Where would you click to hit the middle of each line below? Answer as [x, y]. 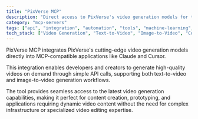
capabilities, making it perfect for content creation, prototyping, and [88, 98]
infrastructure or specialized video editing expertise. [70, 110]
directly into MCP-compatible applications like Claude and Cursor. [86, 56]
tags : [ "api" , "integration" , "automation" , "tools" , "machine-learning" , [100, 28]
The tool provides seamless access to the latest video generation [85, 91]
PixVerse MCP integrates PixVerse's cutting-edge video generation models [97, 50]
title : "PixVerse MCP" [34, 11]
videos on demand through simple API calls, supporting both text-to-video [96, 74]
